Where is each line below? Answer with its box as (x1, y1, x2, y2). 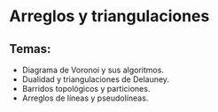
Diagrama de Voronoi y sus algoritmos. (21, 64, 164, 75)
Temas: (9, 41, 51, 56)
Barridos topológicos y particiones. (21, 84, 151, 93)
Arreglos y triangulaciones (9, 6, 210, 26)
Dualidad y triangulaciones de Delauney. (21, 74, 170, 85)
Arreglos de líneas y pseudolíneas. (21, 93, 149, 103)
